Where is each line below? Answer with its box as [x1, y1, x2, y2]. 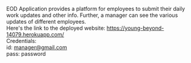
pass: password [6, 50, 46, 57]
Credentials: [6, 38, 37, 44]
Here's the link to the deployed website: [6, 24, 106, 31]
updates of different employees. [6, 18, 87, 25]
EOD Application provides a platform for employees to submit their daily [6, 5, 186, 12]
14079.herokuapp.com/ [6, 31, 65, 38]
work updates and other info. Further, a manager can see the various [6, 12, 178, 19]
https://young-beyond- [106, 24, 164, 31]
